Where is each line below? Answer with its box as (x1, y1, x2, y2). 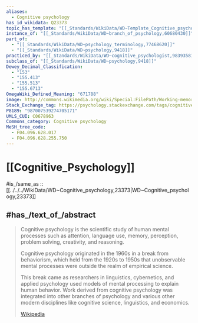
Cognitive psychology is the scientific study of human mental (20, 225, 169, 232)
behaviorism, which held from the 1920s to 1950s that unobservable (20, 256, 186, 263)
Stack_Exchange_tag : (6, 102, 57, 108)
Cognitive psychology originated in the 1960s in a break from (20, 250, 169, 257)
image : (6, 96, 22, 102)
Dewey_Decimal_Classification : (6, 63, 83, 70)
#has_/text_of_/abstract (6, 210, 96, 220)
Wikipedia (20, 310, 45, 317)
